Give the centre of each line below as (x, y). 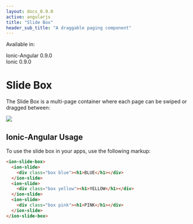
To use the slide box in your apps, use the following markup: (78, 151)
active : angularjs (28, 17)
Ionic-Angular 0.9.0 (29, 55)
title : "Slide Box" (30, 22)
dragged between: (28, 108)
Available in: (20, 44)
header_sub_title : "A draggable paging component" (69, 28)
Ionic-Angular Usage (45, 137)
